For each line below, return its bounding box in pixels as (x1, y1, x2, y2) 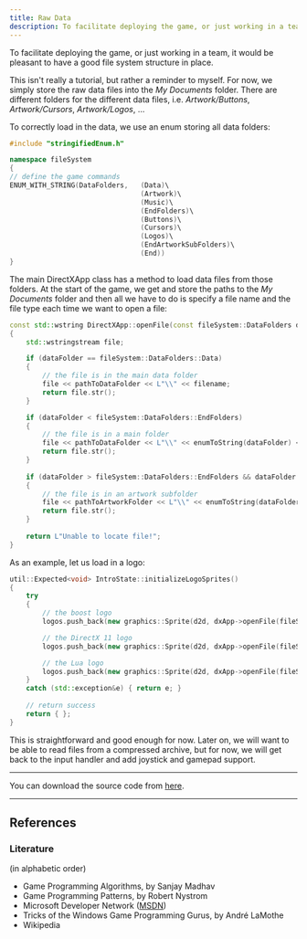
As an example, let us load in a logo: (9, 556, 145, 567)
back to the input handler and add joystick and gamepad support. (9, 754, 256, 765)
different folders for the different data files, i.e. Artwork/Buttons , (9, 93, 250, 105)
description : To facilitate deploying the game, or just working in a (9, 22, 284, 31)
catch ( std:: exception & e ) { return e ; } (26, 684, 182, 693)
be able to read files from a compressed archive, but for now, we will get (9, 744, 282, 754)
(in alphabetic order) (9, 863, 87, 874)
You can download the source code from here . (9, 780, 185, 791)
